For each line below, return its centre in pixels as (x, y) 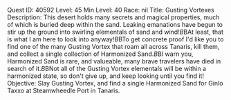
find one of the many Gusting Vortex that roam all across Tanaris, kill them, (113, 47)
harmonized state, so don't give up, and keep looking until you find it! (106, 76)
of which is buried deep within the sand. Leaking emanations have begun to (115, 24)
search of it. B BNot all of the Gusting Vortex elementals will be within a (107, 69)
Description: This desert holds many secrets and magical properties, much (113, 17)
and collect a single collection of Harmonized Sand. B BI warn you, (100, 54)
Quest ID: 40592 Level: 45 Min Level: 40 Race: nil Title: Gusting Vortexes (111, 10)
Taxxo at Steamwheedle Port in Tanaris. (64, 90)
